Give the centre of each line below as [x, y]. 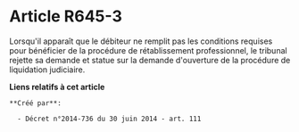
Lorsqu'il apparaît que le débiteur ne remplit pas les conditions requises [141, 41]
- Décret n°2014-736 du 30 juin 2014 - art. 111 [109, 119]
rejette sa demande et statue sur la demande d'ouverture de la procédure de [150, 60]
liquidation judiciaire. [47, 70]
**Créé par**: [36, 103]
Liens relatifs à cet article [57, 87]
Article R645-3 [66, 16]
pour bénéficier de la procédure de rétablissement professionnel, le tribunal [148, 50]
